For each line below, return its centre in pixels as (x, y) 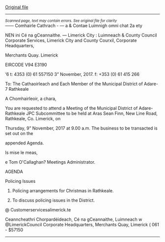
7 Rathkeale (17, 89)
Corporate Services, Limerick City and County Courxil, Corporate (71, 40)
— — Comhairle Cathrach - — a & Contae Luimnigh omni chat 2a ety (74, 26)
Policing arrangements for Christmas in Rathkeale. (63, 191)
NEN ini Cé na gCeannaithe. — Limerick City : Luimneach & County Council (81, 35)
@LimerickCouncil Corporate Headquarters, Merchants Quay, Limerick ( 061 (82, 225)
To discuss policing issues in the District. (53, 200)
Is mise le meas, (21, 153)
